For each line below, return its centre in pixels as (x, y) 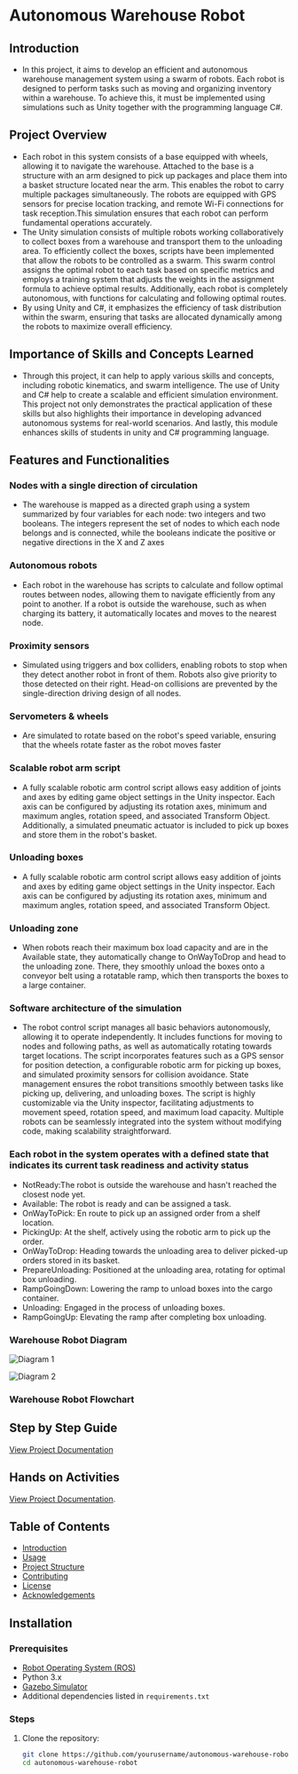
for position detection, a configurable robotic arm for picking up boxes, (151, 1065)
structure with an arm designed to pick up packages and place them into (155, 175)
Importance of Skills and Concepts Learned (132, 355)
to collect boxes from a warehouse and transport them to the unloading (152, 242)
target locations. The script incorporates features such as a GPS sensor (153, 1056)
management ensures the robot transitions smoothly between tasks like (153, 1084)
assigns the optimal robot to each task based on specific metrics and (148, 269)
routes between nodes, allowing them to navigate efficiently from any (149, 594)
